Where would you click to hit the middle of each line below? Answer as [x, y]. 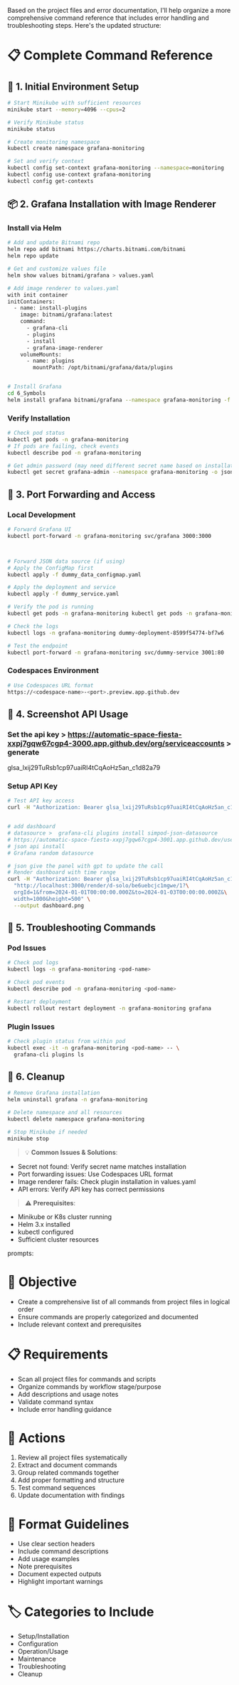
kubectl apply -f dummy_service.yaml [63, 594]
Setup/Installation [43, 1637]
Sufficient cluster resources [58, 1239]
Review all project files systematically [73, 1457]
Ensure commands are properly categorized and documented [108, 1316]
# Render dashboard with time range [62, 872]
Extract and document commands [67, 1465]
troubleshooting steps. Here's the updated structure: [84, 25]
